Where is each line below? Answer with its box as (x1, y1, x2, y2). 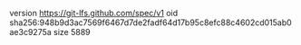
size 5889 (53, 27, 91, 37)
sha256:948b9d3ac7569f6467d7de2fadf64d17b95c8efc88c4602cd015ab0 (9, 17, 292, 28)
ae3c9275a (9, 27, 52, 37)
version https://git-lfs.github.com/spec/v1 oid (9, 8, 179, 18)
